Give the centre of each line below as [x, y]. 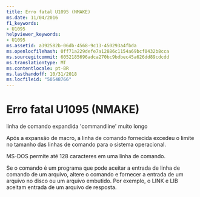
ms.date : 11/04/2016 [32, 18]
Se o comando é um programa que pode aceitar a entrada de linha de [93, 168]
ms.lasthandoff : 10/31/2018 [42, 74]
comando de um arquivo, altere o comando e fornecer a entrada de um [95, 175]
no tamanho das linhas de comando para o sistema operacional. [86, 145]
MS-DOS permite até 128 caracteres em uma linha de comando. [86, 156]
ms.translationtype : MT [36, 62]
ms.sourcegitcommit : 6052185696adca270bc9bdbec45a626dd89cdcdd [88, 57]
